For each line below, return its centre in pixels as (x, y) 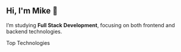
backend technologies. (34, 31)
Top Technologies (28, 43)
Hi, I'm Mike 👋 (32, 11)
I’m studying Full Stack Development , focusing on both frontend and (90, 25)
